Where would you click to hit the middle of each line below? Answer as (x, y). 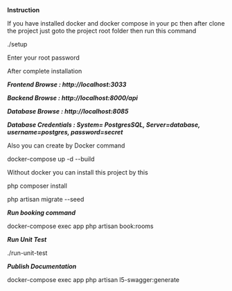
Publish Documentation (42, 266)
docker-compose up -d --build (51, 159)
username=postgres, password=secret (65, 132)
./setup (17, 44)
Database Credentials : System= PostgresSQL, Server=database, (104, 125)
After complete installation (45, 71)
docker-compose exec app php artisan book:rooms (80, 226)
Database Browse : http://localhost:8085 (68, 111)
